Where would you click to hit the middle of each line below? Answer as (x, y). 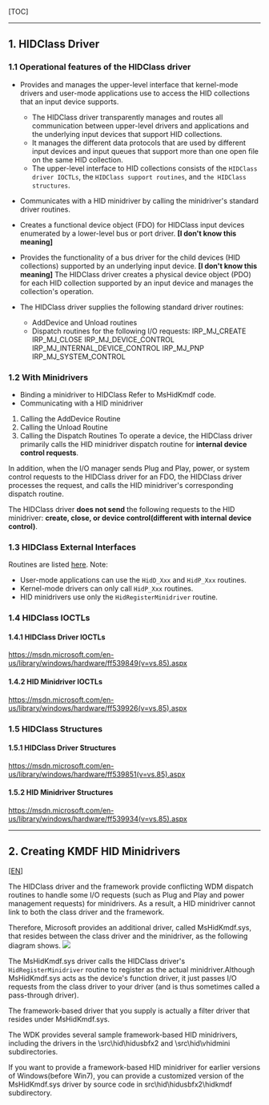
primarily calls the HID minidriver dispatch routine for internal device (133, 444)
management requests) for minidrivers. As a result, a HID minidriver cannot (132, 903)
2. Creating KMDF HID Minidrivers (94, 851)
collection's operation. (57, 291)
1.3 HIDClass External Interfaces (72, 546)
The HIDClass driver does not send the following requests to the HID (122, 509)
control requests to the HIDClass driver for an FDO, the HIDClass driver (125, 477)
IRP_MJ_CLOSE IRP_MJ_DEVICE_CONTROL (103, 339)
